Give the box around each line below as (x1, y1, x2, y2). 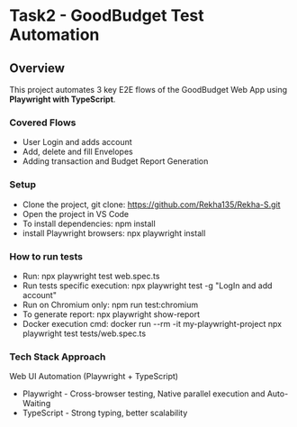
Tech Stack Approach (9, 350, 106, 363)
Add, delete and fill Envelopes (22, 146, 133, 158)
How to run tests (9, 250, 84, 262)
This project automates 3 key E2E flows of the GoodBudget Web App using (9, 85, 288, 95)
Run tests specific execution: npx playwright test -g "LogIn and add (22, 280, 273, 291)
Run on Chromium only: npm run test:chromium (22, 299, 199, 310)
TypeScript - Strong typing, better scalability (22, 407, 188, 419)
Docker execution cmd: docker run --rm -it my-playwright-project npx (22, 318, 282, 329)
